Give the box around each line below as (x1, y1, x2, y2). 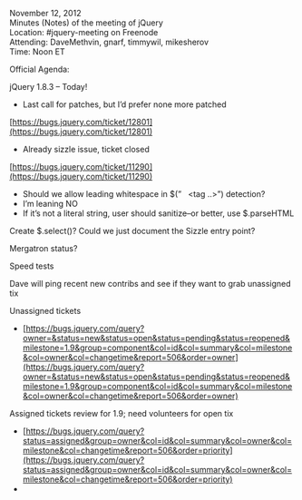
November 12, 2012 (9, 8, 82, 18)
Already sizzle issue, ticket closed (22, 144, 150, 154)
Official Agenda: (9, 64, 70, 74)
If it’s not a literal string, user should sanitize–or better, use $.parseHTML (22, 208, 295, 219)
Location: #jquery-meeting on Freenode (9, 27, 159, 37)
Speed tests (9, 260, 54, 271)
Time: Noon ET (9, 46, 65, 57)
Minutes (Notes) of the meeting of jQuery (9, 17, 163, 28)
